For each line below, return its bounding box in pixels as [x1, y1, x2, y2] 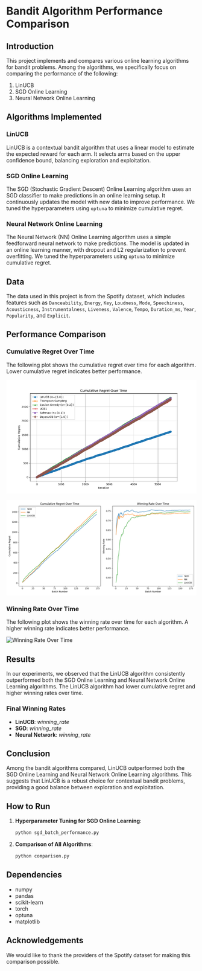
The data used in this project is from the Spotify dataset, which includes [6, 293, 185, 300]
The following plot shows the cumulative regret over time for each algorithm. [6, 361, 197, 368]
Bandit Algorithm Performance [6, 4, 163, 18]
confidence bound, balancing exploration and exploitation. [6, 156, 151, 164]
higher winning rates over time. [6, 690, 84, 697]
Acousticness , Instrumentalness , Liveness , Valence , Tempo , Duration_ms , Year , [6, 306, 196, 313]
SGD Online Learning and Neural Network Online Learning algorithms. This [6, 771, 192, 778]
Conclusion [6, 748, 51, 758]
